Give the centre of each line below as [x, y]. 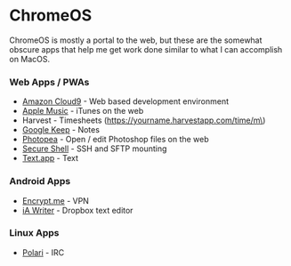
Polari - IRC [43, 252]
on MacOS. [30, 59]
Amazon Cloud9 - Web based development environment [125, 101]
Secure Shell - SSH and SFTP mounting [94, 149]
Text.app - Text [50, 158]
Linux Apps [34, 233]
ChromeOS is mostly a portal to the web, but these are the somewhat [136, 40]
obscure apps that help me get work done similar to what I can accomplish [146, 49]
